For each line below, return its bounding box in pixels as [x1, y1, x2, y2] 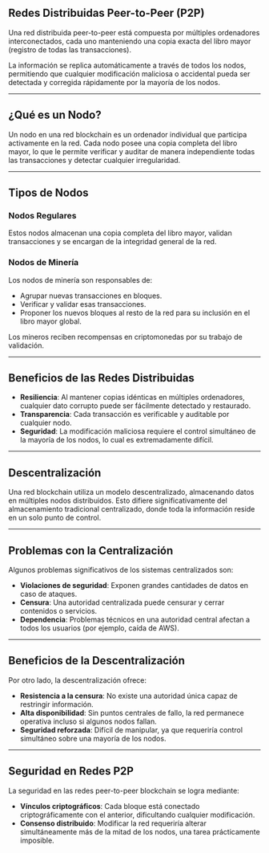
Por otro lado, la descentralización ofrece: [8, 675, 147, 685]
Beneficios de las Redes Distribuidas [8, 371, 195, 385]
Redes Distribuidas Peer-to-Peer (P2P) [8, 6, 205, 20]
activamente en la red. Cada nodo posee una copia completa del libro [8, 138, 238, 148]
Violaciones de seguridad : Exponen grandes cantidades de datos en [19, 581, 249, 590]
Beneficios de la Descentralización [8, 654, 186, 667]
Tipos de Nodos [8, 186, 90, 200]
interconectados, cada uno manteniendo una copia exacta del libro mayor [8, 36, 251, 46]
